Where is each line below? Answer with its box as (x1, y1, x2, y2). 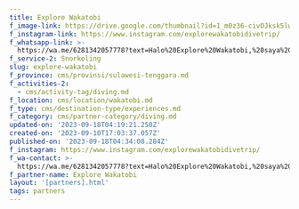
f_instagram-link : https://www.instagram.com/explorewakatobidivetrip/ (9, 29, 280, 38)
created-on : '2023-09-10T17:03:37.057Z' (9, 129, 162, 138)
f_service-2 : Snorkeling (9, 54, 101, 63)
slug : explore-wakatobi (9, 63, 98, 72)
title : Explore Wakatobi (9, 12, 101, 22)
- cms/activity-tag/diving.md (17, 87, 129, 96)
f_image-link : (9, 21, 62, 30)
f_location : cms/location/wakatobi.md (9, 95, 153, 105)
